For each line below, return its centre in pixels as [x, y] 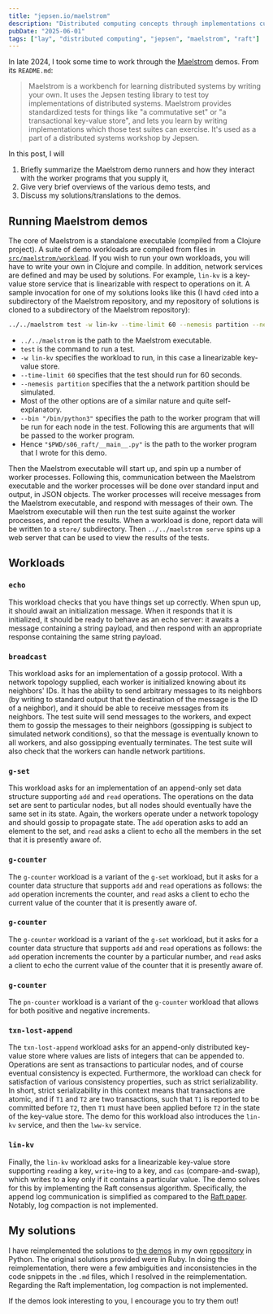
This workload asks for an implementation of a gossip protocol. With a [126, 673]
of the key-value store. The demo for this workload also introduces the [127, 1116]
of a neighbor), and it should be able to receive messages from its [119, 708]
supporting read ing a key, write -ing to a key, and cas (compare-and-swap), [134, 1170]
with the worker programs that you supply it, [94, 178]
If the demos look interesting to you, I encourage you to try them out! [123, 1301]
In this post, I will [37, 154]
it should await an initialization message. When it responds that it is [121, 610]
